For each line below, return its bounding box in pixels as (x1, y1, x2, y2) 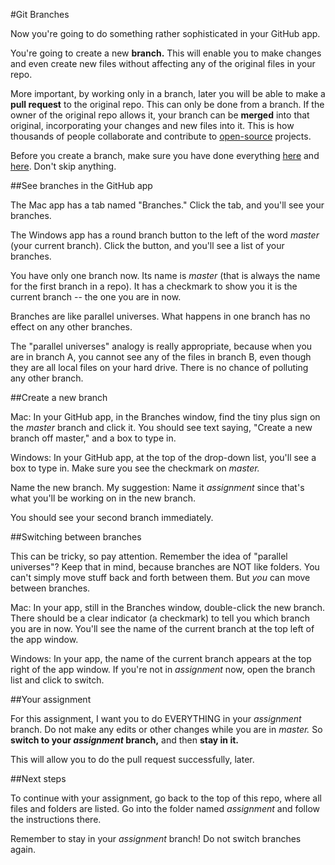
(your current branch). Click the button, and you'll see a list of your (10, 240, 285, 251)
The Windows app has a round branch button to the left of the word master (10, 229, 320, 241)
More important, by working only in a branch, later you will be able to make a (10, 88, 326, 99)
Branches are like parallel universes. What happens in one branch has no (10, 310, 311, 322)
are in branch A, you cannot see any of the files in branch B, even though (10, 351, 312, 363)
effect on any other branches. (10, 321, 133, 333)
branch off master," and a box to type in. (10, 432, 177, 444)
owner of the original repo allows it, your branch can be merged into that (10, 109, 310, 121)
